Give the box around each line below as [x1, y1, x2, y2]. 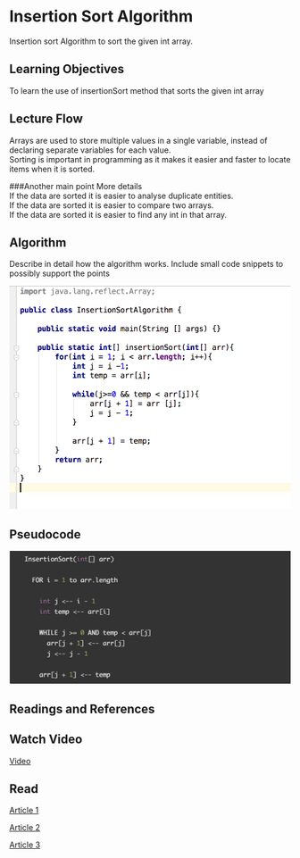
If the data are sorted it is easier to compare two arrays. [9, 199, 214, 211]
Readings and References [9, 701, 155, 716]
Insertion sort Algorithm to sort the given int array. [9, 36, 194, 46]
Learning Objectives [9, 62, 125, 77]
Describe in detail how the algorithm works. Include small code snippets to [9, 259, 284, 270]
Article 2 [9, 822, 41, 833]
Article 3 [9, 839, 41, 850]
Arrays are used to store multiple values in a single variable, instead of [9, 135, 268, 146]
